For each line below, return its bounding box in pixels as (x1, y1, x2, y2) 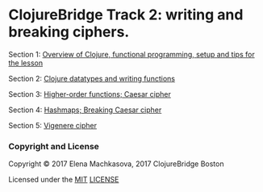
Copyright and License (8, 140, 99, 152)
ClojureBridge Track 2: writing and (8, 6, 244, 24)
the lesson (8, 58, 43, 68)
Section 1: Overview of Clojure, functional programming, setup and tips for (8, 49, 256, 59)
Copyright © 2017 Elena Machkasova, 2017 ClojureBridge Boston (8, 159, 224, 169)
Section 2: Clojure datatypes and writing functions (8, 73, 176, 83)
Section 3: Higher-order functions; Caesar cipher (8, 89, 171, 98)
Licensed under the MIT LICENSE (8, 175, 119, 185)
